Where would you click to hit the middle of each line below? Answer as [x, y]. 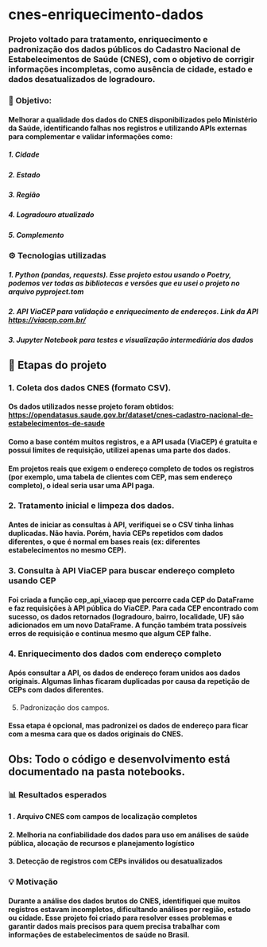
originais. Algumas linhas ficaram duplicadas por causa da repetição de [129, 681]
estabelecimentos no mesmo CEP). [68, 550]
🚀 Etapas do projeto [58, 365]
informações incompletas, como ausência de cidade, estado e [130, 69]
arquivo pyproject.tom [46, 291]
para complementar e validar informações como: [91, 136]
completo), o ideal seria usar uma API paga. [81, 485]
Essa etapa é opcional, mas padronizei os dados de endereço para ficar [128, 726]
